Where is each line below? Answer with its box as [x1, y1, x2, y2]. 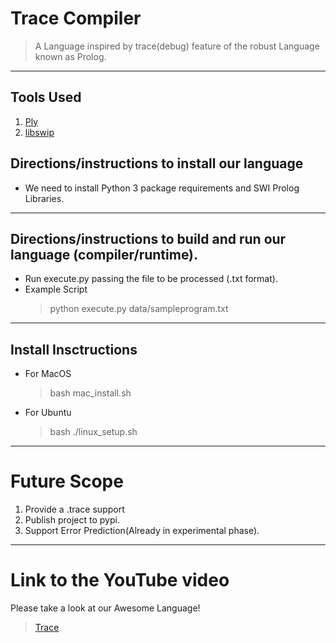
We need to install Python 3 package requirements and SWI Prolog [24, 182, 300, 194]
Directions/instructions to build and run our [10, 230, 287, 247]
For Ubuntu [24, 407, 72, 419]
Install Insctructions [10, 341, 138, 358]
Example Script [24, 283, 88, 296]
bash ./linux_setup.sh [49, 426, 138, 438]
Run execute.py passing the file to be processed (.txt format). [24, 273, 278, 285]
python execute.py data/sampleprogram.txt [49, 303, 229, 315]
